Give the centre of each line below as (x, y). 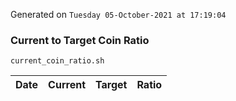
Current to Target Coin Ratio (80, 40)
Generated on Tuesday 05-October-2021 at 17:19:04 (118, 14)
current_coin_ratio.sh (57, 61)
